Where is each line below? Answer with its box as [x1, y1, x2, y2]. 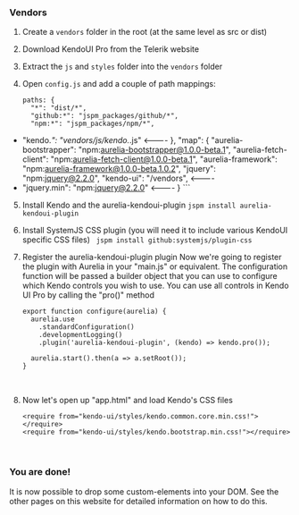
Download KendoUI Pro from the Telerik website [21, 44, 199, 55]
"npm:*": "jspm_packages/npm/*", [30, 119, 155, 129]
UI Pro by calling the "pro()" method [21, 290, 154, 300]
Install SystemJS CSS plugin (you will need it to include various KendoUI [21, 225, 288, 236]
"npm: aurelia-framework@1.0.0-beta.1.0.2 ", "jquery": [21, 164, 217, 174]
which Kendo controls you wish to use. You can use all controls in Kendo [21, 280, 289, 291]
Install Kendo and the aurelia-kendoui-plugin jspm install [21, 199, 237, 211]
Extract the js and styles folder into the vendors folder [21, 61, 223, 72]
